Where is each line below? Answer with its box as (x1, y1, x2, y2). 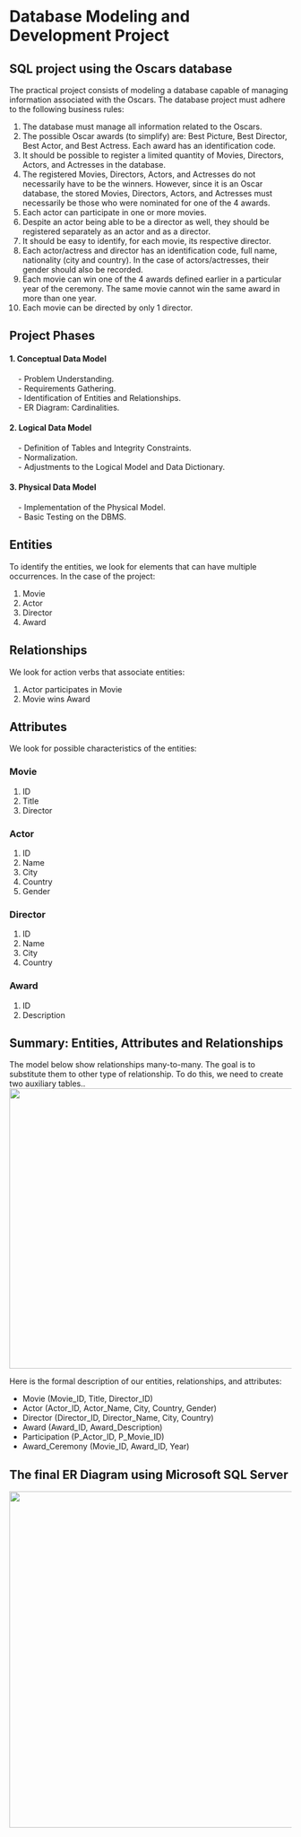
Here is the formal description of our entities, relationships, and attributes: (9, 1376, 282, 1387)
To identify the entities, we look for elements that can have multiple (9, 561, 257, 571)
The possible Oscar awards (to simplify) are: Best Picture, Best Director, (21, 131, 288, 141)
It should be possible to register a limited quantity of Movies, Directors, (21, 150, 284, 161)
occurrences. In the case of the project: (9, 570, 156, 581)
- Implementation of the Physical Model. (17, 502, 166, 512)
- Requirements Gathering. (17, 383, 116, 394)
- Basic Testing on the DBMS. (17, 511, 127, 522)
